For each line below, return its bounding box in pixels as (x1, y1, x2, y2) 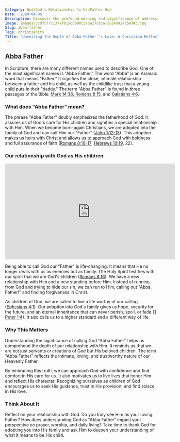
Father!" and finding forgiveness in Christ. (5, 289, 89, 295)
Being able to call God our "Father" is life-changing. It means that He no (5, 263, 149, 269)
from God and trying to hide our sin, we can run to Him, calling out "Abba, (5, 284, 152, 290)
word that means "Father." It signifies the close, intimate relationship (5, 75, 142, 81)
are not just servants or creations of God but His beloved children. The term (5, 348, 156, 353)
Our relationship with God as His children (5, 152, 104, 159)
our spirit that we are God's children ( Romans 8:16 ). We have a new (5, 274, 140, 280)
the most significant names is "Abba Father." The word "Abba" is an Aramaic (5, 70, 158, 76)
